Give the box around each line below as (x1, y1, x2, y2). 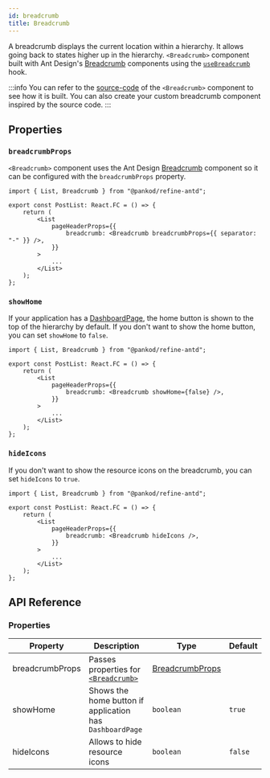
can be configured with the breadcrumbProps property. (8, 172, 186, 182)
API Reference (8, 596, 82, 609)
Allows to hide (88, 736, 142, 747)
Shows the (88, 685, 129, 696)
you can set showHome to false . (8, 330, 108, 340)
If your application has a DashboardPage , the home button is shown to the (8, 313, 255, 323)
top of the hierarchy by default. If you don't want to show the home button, (8, 322, 256, 332)
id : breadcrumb (8, 11, 59, 20)
